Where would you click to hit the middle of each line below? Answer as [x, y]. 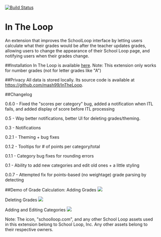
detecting [14, 180]
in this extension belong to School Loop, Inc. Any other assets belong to [76, 224]
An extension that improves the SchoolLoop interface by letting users [74, 40]
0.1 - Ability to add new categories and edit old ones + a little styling [72, 165]
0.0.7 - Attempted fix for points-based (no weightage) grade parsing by [76, 174]
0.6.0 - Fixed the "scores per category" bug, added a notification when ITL [79, 104]
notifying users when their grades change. [47, 56]
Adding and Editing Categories [35, 210]
